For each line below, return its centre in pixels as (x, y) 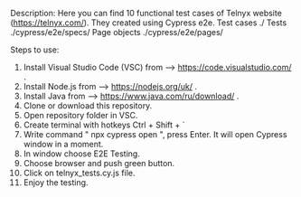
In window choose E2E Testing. (82, 154)
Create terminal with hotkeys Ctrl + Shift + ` (104, 125)
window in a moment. (63, 144)
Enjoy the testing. (56, 183)
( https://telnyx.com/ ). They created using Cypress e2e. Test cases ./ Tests (149, 23)
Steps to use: (35, 50)
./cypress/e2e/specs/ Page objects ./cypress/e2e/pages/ (117, 32)
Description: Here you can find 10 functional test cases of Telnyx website (146, 13)
